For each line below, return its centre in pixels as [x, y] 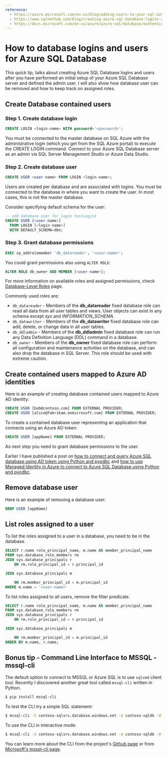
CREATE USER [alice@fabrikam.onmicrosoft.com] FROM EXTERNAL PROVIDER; [81, 413]
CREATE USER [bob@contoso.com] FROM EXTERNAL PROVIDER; [64, 409]
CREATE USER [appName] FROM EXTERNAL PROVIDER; [55, 437]
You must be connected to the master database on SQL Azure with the [78, 138]
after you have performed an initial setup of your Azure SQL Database [77, 78]
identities [20, 382]
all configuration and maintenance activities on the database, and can [83, 348]
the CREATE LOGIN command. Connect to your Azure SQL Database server [83, 149]
